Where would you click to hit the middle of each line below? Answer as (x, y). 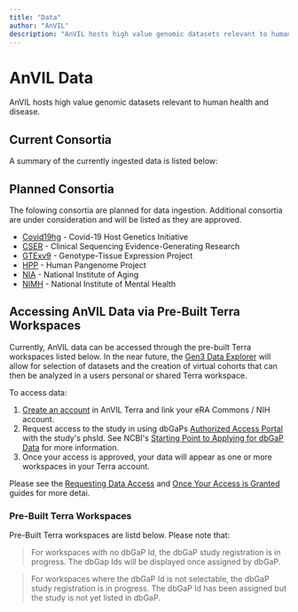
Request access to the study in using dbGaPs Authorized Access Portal (153, 428)
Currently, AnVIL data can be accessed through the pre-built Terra (130, 347)
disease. (25, 112)
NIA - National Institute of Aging (80, 274)
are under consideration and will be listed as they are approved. (125, 219)
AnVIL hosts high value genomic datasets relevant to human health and (139, 102)
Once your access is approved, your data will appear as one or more (147, 457)
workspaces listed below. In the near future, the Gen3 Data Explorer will (140, 357)
